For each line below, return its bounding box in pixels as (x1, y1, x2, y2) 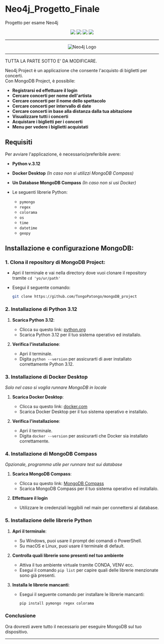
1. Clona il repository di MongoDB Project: (5, 259, 106, 266)
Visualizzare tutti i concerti (12, 113, 68, 119)
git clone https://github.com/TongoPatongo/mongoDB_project (12, 294, 137, 299)
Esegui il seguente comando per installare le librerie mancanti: (19, 591, 145, 597)
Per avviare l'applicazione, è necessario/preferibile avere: (5, 151, 121, 157)
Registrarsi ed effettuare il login (12, 87, 78, 93)
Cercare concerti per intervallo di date (12, 103, 91, 109)
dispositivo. (5, 629, 28, 635)
